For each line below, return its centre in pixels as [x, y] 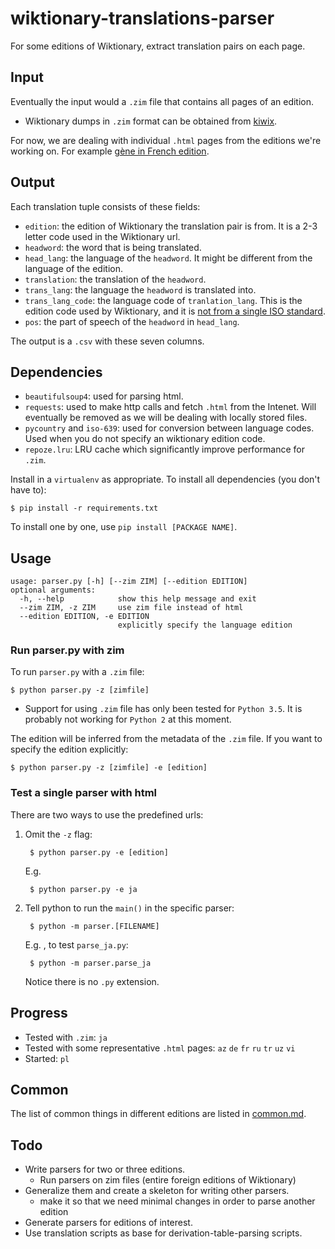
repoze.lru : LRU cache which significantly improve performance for [164, 449]
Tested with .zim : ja [66, 1037]
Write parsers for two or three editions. [105, 1169]
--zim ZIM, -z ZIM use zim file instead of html [131, 608]
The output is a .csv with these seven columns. [107, 341]
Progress [39, 1013]
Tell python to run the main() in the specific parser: [129, 908]
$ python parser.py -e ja [83, 889]
